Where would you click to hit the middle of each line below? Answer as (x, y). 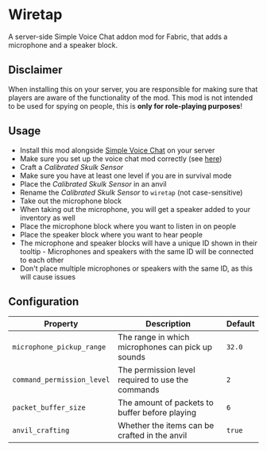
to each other (42, 260)
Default (240, 324)
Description (168, 324)
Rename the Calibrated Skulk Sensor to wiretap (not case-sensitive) (131, 192)
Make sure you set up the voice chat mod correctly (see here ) (121, 158)
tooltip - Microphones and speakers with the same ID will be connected (137, 251)
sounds (132, 357)
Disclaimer (35, 70)
